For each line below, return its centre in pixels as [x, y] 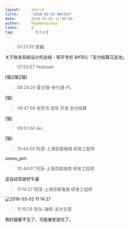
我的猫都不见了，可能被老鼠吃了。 [39, 219]
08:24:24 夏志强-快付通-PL [44, 87]
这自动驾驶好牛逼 [22, 179]
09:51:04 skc [30, 128]
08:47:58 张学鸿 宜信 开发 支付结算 [52, 108]
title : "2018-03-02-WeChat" [39, 14]
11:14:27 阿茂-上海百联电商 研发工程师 [55, 189]
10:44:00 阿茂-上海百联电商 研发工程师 [56, 149]
